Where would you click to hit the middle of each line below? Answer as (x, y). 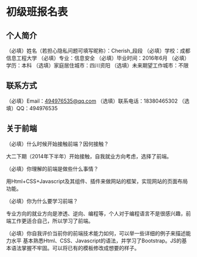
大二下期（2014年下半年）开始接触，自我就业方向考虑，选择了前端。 (89, 156)
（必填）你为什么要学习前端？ (42, 201)
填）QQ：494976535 (32, 108)
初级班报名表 (37, 12)
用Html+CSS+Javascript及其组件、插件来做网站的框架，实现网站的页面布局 (97, 181)
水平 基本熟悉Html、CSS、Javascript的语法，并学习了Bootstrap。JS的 (96, 241)
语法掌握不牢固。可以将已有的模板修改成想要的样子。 (75, 248)
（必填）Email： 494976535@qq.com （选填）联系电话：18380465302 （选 (98, 101)
